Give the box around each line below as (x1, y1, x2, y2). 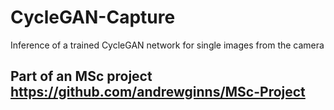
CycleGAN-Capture (10, 6, 176, 29)
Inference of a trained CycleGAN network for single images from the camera (10, 39, 325, 51)
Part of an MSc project (10, 68, 153, 85)
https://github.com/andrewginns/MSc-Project (10, 84, 306, 101)
